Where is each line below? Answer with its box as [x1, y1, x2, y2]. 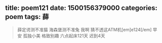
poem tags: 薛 [5, 13, 49, 21]
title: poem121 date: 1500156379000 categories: [5, 4, 158, 12]
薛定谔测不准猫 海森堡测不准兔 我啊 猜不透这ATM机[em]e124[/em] [17, 26, 152, 32]
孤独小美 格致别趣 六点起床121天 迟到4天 [23, 33, 106, 39]
